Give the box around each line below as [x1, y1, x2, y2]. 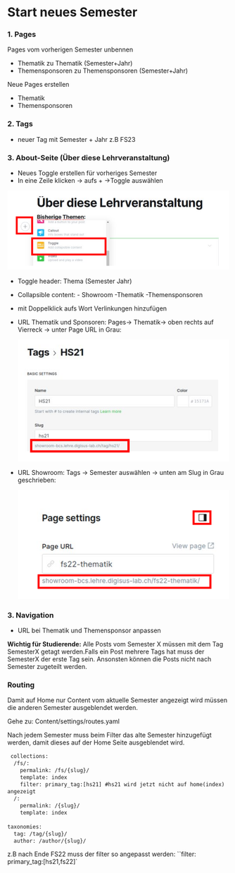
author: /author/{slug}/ [13, 838, 87, 845]
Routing [7, 680, 35, 690]
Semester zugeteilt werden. [7, 663, 88, 671]
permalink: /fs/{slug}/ [20, 767, 90, 774]
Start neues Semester [7, 4, 138, 20]
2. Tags [7, 119, 33, 129]
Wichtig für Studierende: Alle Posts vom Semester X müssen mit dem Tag [7, 640, 224, 649]
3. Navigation [7, 610, 54, 620]
